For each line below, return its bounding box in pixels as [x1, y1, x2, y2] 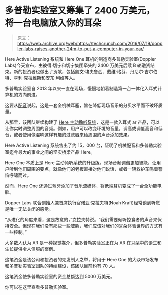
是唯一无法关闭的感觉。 [5, 206, 53, 212]
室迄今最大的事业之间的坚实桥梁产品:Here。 [5, 149, 95, 155]
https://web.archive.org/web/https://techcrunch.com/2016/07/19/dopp [17, 40, 163, 46]
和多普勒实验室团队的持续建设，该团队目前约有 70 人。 [5, 263, 118, 269]
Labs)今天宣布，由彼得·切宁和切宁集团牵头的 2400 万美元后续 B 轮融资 [5, 62, 151, 68]
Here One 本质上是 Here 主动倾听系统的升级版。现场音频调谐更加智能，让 [5, 159, 157, 166]
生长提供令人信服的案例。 [5, 246, 58, 252]
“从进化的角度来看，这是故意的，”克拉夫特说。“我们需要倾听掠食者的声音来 [5, 216, 158, 222]
